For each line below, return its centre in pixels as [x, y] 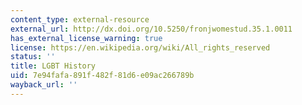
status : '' [33, 57]
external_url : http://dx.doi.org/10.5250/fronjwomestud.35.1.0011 [151, 29]
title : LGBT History [53, 66]
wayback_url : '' [44, 85]
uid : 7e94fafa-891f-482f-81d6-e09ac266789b [102, 76]
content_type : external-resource [80, 19]
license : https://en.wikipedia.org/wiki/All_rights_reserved [140, 47]
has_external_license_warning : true [86, 38]
